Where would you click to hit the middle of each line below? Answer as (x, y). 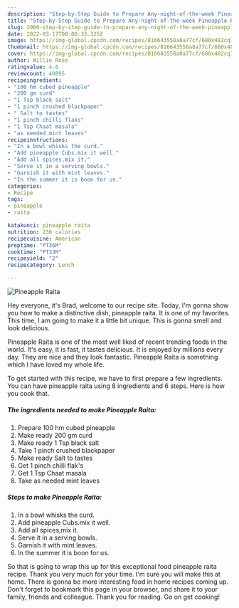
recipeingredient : (34, 80)
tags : (15, 199)
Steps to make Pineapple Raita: (55, 497)
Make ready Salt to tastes (55, 458)
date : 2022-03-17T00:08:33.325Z (55, 34)
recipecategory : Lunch (41, 265)
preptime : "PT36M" (34, 245)
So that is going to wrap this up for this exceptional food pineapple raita (112, 566)
